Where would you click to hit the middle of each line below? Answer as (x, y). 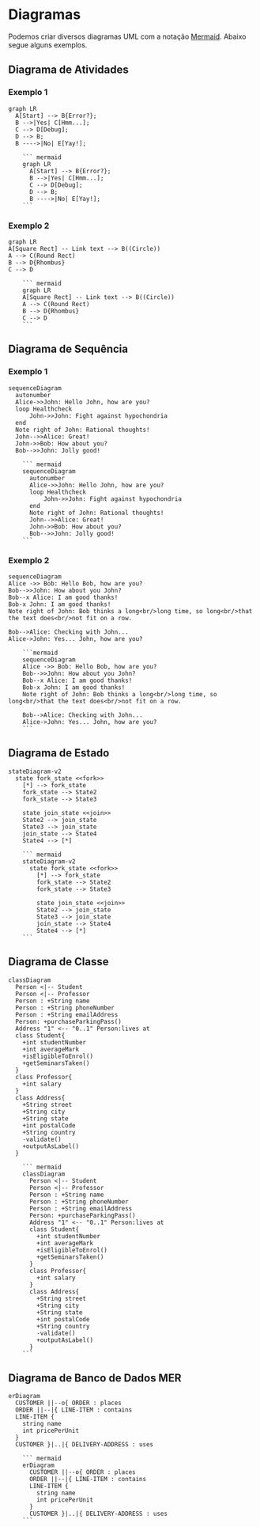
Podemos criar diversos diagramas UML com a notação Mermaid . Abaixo (127, 36)
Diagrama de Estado (59, 753)
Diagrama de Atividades (68, 70)
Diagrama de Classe (58, 962)
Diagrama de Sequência (68, 349)
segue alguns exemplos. (48, 44)
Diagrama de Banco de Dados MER (95, 1378)
